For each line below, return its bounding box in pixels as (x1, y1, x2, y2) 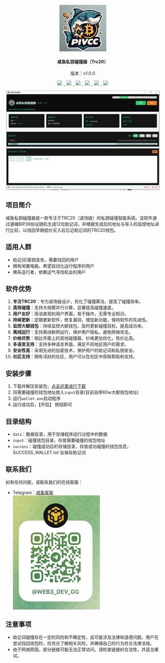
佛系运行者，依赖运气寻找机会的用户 (12, 269, 86, 275)
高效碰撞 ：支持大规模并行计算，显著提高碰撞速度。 (12, 305, 116, 311)
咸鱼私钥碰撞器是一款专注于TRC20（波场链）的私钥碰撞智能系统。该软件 (5, 215, 153, 221)
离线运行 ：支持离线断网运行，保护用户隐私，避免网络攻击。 (12, 329, 133, 335)
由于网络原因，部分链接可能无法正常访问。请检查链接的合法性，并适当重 (12, 646, 159, 652)
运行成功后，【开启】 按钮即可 (12, 402, 72, 408)
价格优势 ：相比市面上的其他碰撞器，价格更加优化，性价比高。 (12, 335, 138, 341)
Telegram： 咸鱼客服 (12, 489, 53, 495)
